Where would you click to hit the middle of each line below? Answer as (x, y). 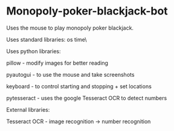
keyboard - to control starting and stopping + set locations (79, 86)
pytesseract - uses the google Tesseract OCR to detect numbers (87, 98)
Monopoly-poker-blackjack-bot (87, 11)
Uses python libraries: (34, 51)
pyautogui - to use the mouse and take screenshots (70, 74)
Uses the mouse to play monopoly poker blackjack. (70, 28)
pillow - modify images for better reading (57, 63)
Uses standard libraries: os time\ (47, 39)
